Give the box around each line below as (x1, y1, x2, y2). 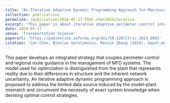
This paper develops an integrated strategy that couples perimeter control (5, 54, 159, 60)
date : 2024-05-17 (5, 26, 42, 31)
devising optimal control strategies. (5, 92, 78, 98)
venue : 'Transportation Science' (5, 31, 76, 36)
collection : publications (5, 12, 60, 17)
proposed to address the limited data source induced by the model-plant (5, 81, 157, 87)
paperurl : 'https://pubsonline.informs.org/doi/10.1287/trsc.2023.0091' (5, 36, 162, 41)
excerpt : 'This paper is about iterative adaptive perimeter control (5, 21, 155, 27)
